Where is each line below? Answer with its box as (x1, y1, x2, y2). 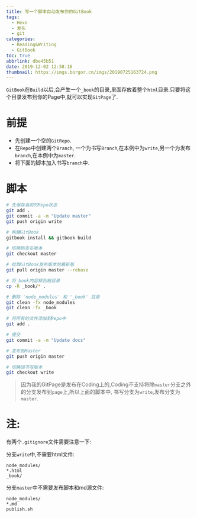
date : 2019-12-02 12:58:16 (6, 63, 73, 70)
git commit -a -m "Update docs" (6, 337, 86, 343)
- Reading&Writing (11, 42, 57, 48)
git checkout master (6, 251, 57, 257)
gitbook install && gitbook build (6, 235, 92, 241)
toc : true (6, 53, 31, 59)
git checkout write (6, 370, 54, 375)
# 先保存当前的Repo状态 (6, 202, 58, 208)
